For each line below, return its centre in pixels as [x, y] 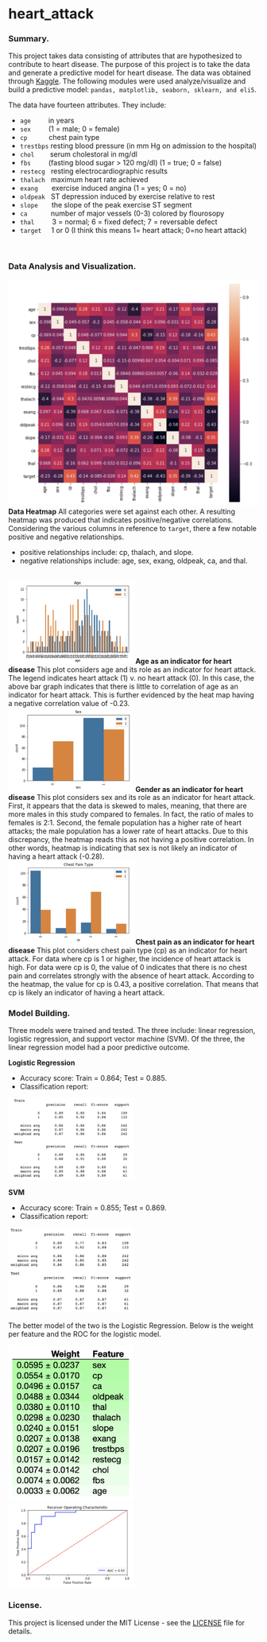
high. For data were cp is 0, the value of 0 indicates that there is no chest [128, 967]
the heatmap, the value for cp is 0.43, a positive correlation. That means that [133, 984]
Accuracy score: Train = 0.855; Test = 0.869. [93, 1207]
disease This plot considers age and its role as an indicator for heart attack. [132, 670]
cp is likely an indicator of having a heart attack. [87, 992]
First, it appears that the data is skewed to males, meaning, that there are [128, 806]
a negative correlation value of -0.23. [69, 703]
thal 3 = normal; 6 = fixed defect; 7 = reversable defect [118, 222]
